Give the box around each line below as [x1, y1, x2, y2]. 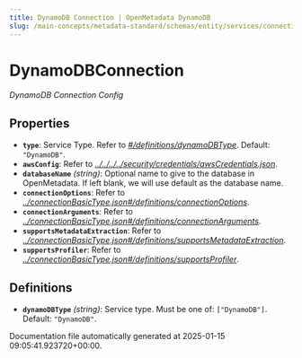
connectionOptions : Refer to [22, 188, 126, 198]
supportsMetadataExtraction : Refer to [22, 225, 162, 236]
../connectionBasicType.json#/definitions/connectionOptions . [22, 196, 250, 207]
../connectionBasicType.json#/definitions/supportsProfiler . [22, 254, 240, 265]
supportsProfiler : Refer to [22, 244, 121, 256]
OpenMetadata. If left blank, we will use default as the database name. [22, 178, 284, 188]
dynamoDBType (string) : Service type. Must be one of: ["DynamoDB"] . [22, 304, 268, 315]
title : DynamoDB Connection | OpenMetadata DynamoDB [9, 13, 211, 22]
